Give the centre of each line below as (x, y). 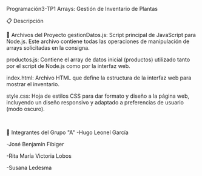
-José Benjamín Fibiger (35, 144)
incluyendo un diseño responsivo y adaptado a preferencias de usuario (95, 102)
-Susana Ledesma (29, 168)
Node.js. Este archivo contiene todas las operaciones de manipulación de (98, 41)
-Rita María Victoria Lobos (39, 156)
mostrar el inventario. (33, 84)
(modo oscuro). (26, 109)
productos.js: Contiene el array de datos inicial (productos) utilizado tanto (98, 59)
